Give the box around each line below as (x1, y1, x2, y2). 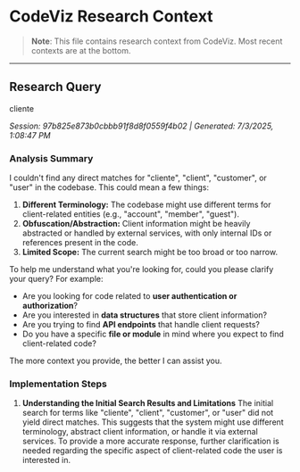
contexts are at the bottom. (30, 45, 131, 55)
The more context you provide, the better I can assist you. (9, 355, 222, 367)
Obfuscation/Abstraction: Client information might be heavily (21, 219, 251, 229)
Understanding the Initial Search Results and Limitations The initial (21, 398, 274, 409)
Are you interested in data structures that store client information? (21, 310, 268, 320)
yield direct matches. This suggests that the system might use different (21, 417, 284, 427)
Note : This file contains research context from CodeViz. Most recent (30, 36, 283, 46)
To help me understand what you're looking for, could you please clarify (9, 264, 274, 275)
